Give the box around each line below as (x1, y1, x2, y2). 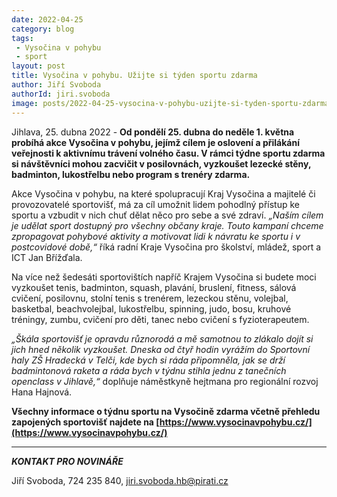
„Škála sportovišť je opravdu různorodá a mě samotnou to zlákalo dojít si (11, 332, 314, 345)
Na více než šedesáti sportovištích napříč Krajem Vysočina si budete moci (11, 271, 317, 283)
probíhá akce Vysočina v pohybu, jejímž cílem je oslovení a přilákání (11, 136, 300, 148)
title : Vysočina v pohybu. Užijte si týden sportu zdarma (11, 71, 258, 81)
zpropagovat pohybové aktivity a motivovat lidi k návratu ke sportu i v (11, 230, 301, 242)
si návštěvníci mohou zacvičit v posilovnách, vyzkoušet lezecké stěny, (11, 157, 312, 170)
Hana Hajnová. (11, 386, 73, 398)
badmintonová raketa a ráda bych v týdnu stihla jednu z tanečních (11, 364, 287, 376)
